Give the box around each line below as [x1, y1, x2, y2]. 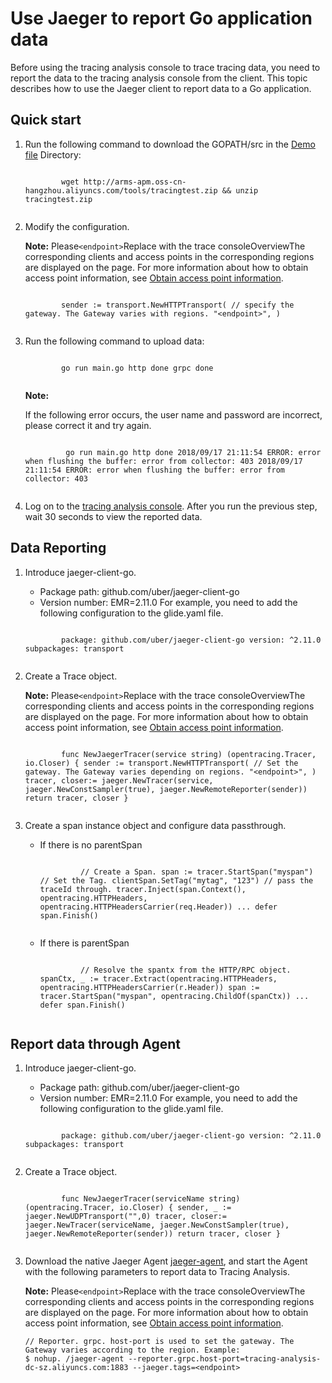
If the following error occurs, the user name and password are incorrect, [24, 408, 323, 421]
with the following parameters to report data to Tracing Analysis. [24, 1266, 290, 1278]
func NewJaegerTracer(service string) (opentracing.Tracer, [61, 749, 317, 759]
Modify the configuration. [24, 220, 130, 232]
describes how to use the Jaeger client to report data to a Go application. [10, 82, 312, 94]
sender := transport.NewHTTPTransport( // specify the [61, 300, 295, 310]
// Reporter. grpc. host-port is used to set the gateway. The [24, 1337, 295, 1347]
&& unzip [221, 185, 259, 196]
